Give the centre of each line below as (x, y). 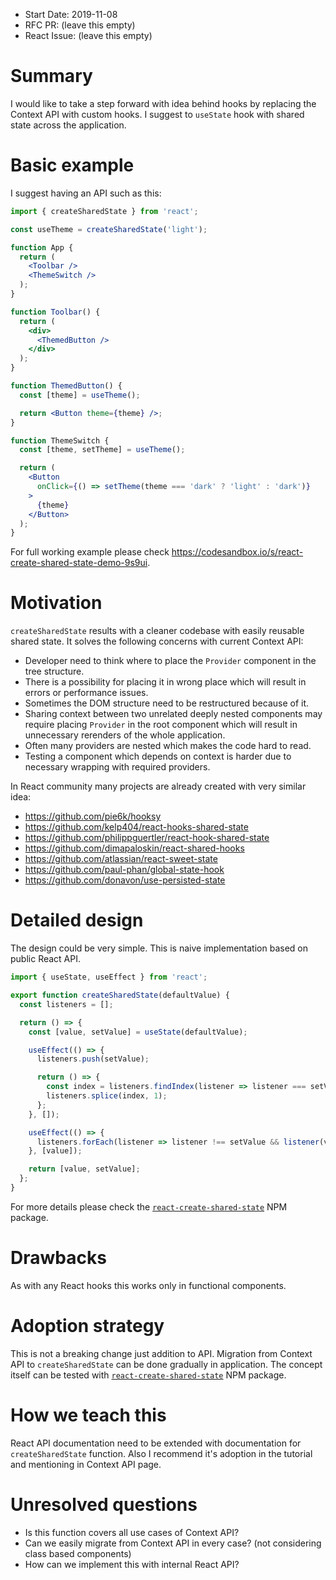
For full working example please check (90, 552)
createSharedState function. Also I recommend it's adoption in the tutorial (161, 1453)
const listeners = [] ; (66, 1004)
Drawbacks (58, 1258)
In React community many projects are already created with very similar (158, 786)
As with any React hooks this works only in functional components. (148, 1285)
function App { (42, 247)
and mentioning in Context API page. (86, 1464)
